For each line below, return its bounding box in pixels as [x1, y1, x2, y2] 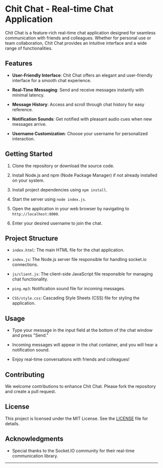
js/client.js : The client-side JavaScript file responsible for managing [12, 271, 153, 277]
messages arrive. [12, 121, 47, 127]
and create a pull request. [5, 389, 56, 394]
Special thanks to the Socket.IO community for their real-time [12, 448, 135, 453]
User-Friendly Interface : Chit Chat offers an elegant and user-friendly [12, 72, 153, 78]
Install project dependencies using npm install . [12, 187, 108, 192]
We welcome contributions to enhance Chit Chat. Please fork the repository [5, 383, 156, 389]
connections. [12, 261, 38, 268]
